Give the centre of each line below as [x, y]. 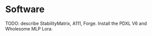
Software [25, 9]
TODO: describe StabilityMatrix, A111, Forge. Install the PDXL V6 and [76, 23]
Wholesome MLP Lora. [29, 28]
